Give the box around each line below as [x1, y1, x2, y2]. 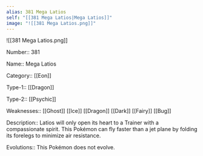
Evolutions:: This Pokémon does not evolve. [6, 144, 115, 151]
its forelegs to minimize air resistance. [6, 132, 101, 140]
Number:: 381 [6, 49, 41, 56]
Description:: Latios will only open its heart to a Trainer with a [6, 119, 159, 126]
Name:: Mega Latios [6, 60, 56, 67]
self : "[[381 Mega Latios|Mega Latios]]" [6, 15, 113, 21]
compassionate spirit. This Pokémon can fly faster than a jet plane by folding [6, 126, 198, 133]
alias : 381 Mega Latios [6, 8, 67, 15]
